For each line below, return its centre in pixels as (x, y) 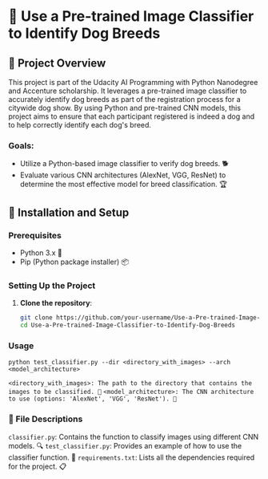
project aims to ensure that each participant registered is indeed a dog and (131, 116)
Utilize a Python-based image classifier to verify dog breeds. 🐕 (124, 164)
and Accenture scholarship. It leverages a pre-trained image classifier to (128, 91)
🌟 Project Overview (57, 63)
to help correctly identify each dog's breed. (80, 125)
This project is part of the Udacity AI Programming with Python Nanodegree (133, 82)
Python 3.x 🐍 (41, 253)
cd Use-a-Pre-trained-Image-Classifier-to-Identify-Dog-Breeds (128, 325)
